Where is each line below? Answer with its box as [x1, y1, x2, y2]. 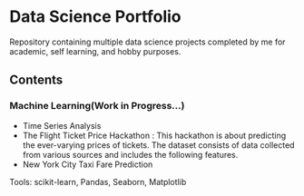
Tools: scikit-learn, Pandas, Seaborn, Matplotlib [9, 176, 187, 187]
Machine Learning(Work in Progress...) [9, 100, 185, 113]
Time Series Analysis [22, 120, 102, 131]
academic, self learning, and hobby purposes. [9, 45, 181, 56]
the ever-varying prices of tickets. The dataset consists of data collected [22, 139, 295, 151]
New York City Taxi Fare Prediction [22, 159, 153, 170]
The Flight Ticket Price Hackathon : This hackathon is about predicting [22, 130, 287, 141]
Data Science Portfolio [9, 6, 181, 27]
